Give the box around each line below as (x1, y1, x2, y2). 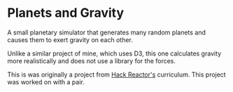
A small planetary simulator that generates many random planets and (7, 28, 206, 37)
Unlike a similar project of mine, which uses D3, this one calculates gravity (7, 49, 222, 58)
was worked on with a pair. (7, 77, 85, 86)
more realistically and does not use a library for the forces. (7, 56, 176, 65)
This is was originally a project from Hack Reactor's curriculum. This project (7, 70, 226, 79)
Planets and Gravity (7, 5, 125, 21)
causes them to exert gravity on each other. (7, 35, 133, 44)
